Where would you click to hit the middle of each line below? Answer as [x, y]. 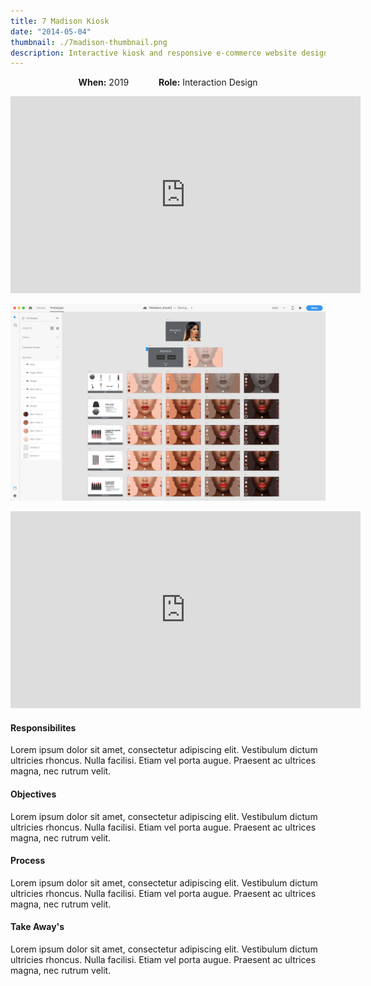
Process [28, 861]
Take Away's [37, 927]
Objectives [33, 794]
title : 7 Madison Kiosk [60, 21]
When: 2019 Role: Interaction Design [168, 82]
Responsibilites [43, 727]
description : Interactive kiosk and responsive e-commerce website [154, 53]
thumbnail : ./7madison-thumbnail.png [89, 42]
